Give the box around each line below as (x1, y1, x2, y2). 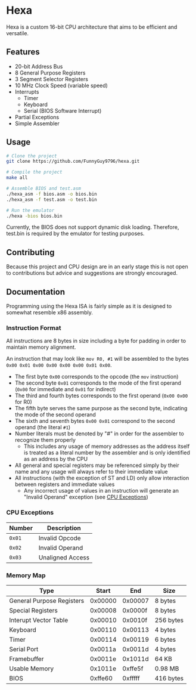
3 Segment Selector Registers (14, 75, 88, 82)
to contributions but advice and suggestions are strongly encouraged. (6, 270, 178, 277)
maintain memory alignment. (6, 344, 76, 351)
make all (6, 175, 28, 181)
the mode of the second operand (14, 411, 97, 418)
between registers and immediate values (14, 481, 115, 488)
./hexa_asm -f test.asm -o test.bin (6, 196, 97, 203)
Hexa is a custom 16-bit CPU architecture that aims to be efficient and (6, 23, 178, 30)
